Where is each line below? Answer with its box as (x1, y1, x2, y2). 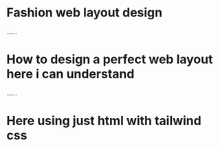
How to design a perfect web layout (6, 52, 213, 67)
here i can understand (6, 67, 135, 82)
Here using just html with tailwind (6, 113, 202, 128)
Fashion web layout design (6, 5, 163, 21)
